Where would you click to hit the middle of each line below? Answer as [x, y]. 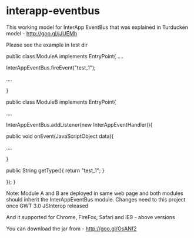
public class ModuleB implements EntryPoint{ [61, 102]
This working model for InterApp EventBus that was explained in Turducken [97, 27]
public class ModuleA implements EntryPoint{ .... [65, 56]
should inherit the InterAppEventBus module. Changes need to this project [96, 199]
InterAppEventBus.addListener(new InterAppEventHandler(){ [79, 124]
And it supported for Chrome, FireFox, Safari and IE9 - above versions [91, 217]
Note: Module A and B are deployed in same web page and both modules [95, 193]
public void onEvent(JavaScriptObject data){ [60, 136]
